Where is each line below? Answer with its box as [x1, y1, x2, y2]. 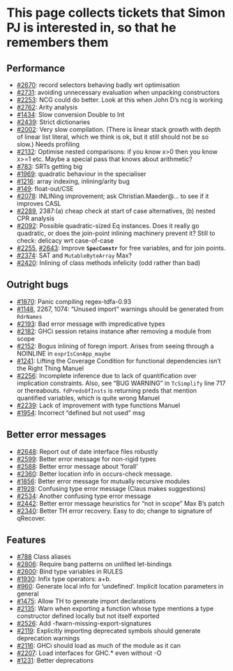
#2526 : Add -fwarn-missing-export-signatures [16, 619, 151, 628]
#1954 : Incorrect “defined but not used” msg [16, 408, 146, 416]
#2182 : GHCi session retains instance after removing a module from [16, 326, 212, 335]
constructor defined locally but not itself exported [16, 612, 160, 620]
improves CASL [16, 199, 61, 207]
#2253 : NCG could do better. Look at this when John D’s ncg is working [16, 96, 223, 104]
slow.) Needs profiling [16, 140, 80, 148]
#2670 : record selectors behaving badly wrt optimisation [16, 81, 181, 89]
